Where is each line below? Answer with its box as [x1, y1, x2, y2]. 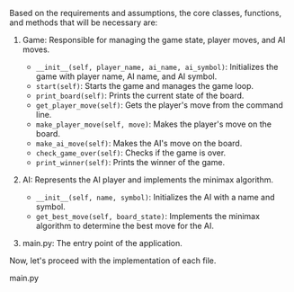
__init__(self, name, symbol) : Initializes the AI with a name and [35, 192, 276, 202]
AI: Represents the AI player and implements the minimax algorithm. [22, 174, 274, 185]
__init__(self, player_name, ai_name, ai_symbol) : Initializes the [35, 62, 279, 72]
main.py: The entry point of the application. [22, 238, 183, 248]
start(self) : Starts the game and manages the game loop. [35, 81, 254, 91]
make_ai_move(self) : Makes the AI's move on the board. [35, 138, 243, 148]
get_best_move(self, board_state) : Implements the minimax [35, 211, 261, 221]
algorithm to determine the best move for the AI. [35, 220, 214, 231]
